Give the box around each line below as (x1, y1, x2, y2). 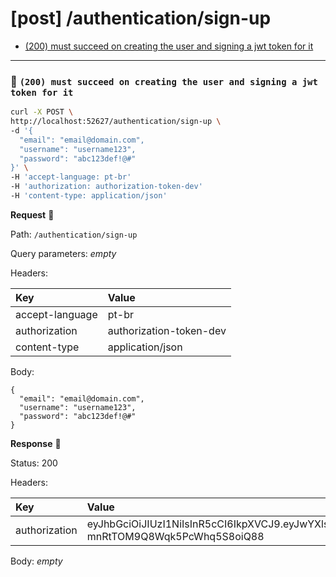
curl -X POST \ (10, 107, 74, 117)
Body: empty (10, 555, 63, 567)
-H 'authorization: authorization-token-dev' (10, 182, 203, 192)
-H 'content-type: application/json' (10, 191, 168, 201)
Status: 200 (10, 457, 58, 469)
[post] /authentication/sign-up (10, 7, 272, 30)
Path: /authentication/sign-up (10, 228, 138, 240)
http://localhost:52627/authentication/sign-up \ (10, 117, 222, 127)
